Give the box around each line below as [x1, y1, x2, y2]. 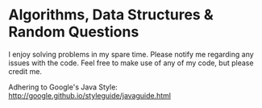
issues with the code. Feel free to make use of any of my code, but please [8, 58, 254, 68]
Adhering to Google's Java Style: [8, 82, 119, 92]
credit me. [8, 66, 43, 76]
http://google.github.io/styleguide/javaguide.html [8, 90, 172, 100]
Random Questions [8, 23, 139, 41]
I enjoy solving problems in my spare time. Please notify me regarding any [8, 49, 254, 59]
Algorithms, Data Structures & [8, 6, 214, 24]
